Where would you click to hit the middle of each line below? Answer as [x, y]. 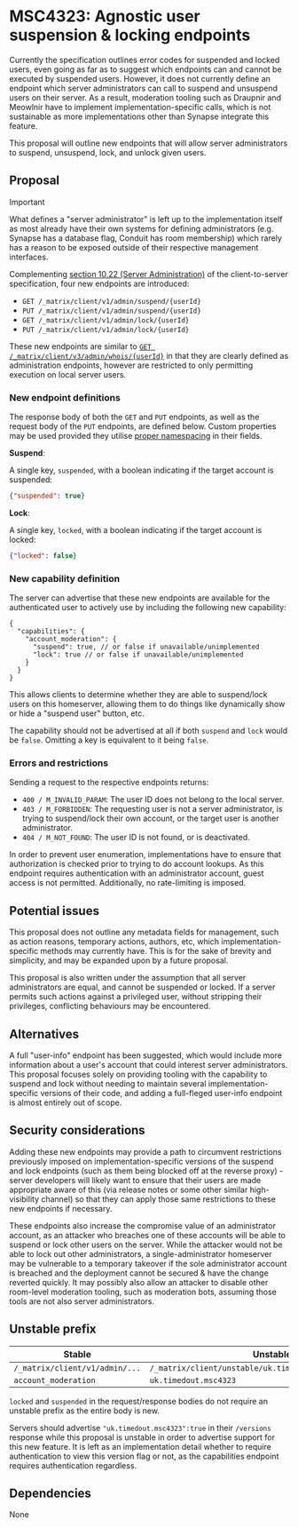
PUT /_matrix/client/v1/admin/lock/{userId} [106, 330]
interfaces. [29, 257]
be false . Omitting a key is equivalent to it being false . [109, 740]
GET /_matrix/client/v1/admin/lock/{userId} [106, 320]
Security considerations [77, 1130]
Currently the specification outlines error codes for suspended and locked [145, 60]
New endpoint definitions [65, 397]
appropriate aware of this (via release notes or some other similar [129, 1189]
